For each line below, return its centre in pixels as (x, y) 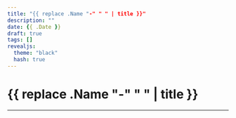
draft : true (25, 33)
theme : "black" (36, 53)
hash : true (29, 60)
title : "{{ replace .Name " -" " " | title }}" (77, 14)
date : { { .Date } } (34, 27)
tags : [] (20, 40)
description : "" (31, 20)
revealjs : (22, 46)
